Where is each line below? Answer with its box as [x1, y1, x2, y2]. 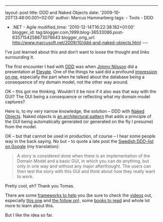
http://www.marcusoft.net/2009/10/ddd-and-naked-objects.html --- [12, 40, 148, 45]
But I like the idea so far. [5, 212, 53, 218]
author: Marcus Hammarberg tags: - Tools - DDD [55, 15, 154, 20]
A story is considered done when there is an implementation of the [16, 153, 150, 158]
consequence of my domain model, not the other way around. [5, 79, 129, 85]
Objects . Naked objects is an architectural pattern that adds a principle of [5, 114, 152, 119]
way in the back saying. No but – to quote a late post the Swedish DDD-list [5, 138, 154, 144]
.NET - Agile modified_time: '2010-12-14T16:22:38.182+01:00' [12, 24, 135, 30]
